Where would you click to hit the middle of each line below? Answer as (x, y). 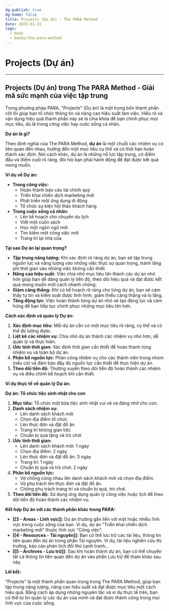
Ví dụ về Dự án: (21, 175)
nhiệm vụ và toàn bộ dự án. (41, 352)
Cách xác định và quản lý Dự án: (39, 315)
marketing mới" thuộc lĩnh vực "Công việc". (58, 530)
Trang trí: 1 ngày (37, 462)
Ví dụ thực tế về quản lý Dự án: (38, 383)
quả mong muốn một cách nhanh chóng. (55, 284)
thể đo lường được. (32, 330)
